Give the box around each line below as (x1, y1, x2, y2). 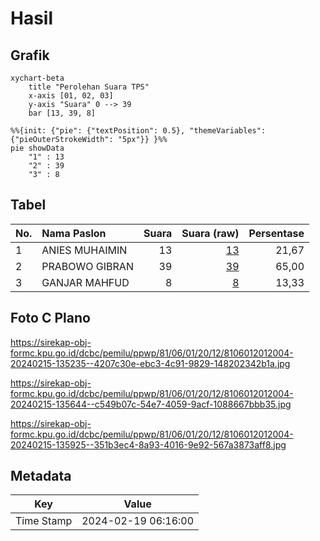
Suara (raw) (181, 226, 240, 240)
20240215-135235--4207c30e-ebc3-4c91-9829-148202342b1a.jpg (10, 357, 291, 369)
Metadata (10, 468, 72, 485)
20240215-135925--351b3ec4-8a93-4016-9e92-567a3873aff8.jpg (10, 438, 287, 451)
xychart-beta (10, 73, 65, 83)
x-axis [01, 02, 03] (28, 91, 114, 101)
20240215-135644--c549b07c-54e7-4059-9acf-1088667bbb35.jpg (10, 398, 292, 410)
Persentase (248, 226, 305, 240)
